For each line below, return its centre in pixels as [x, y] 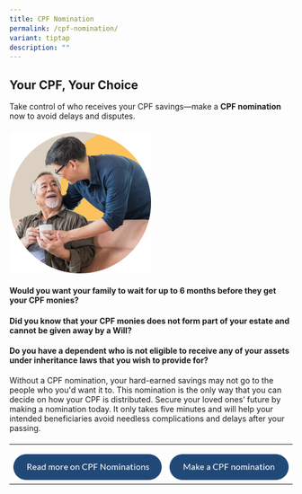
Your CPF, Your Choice [74, 85]
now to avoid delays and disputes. [72, 116]
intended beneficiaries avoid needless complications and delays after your [147, 419]
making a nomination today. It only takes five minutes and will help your [142, 410]
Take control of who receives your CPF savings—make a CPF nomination [145, 107]
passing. [25, 428]
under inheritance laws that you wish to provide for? [109, 360]
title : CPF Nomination [52, 19]
